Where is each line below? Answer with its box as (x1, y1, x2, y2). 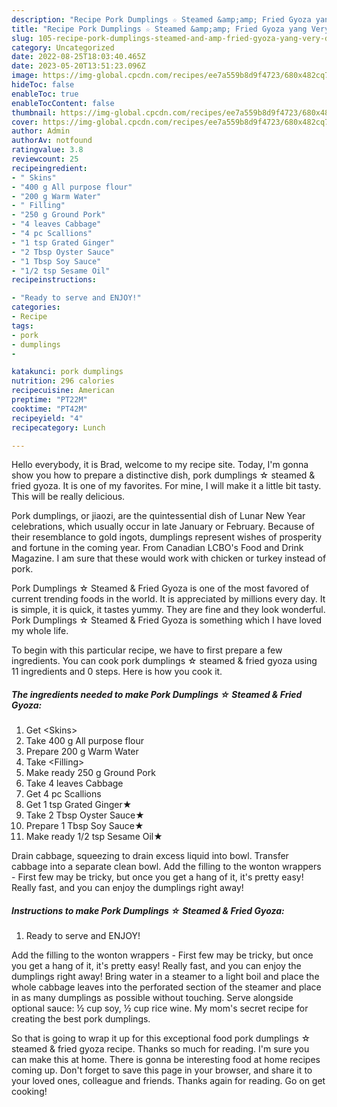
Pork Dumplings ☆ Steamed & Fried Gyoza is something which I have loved (11, 614, 323, 626)
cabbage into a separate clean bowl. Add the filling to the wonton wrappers (11, 861, 322, 873)
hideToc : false (11, 80, 75, 90)
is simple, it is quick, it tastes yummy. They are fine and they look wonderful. (11, 604, 326, 616)
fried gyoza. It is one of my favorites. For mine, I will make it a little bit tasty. (11, 480, 322, 492)
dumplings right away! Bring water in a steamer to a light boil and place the (11, 971, 320, 983)
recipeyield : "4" (11, 413, 84, 423)
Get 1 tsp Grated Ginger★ (25, 799, 133, 811)
